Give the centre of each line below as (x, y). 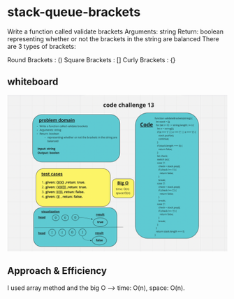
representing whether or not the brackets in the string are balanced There (113, 38)
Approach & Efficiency (57, 271)
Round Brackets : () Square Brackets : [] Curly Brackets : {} (92, 59)
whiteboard (33, 82)
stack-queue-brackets (74, 12)
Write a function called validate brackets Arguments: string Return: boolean (115, 31)
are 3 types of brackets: (42, 46)
